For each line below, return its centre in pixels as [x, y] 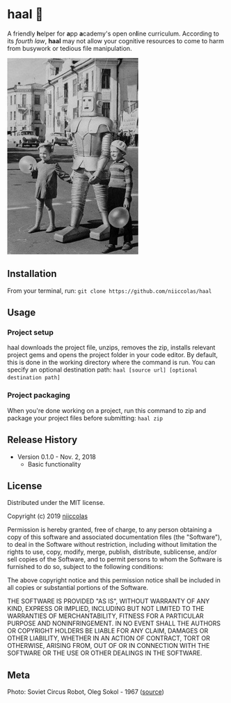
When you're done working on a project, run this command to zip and [107, 410]
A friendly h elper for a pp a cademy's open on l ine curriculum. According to [113, 33]
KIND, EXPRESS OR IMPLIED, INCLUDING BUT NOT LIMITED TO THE [106, 609]
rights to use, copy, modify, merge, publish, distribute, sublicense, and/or [112, 552]
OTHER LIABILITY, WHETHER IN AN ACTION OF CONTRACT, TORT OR [109, 638]
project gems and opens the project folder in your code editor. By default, [112, 355]
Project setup [30, 333]
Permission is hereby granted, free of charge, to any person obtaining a [110, 530]
